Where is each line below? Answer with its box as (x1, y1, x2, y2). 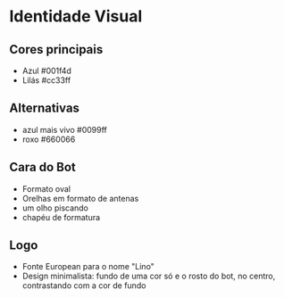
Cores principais (9, 42, 104, 57)
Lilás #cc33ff (21, 75, 71, 86)
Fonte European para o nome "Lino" (21, 261, 155, 272)
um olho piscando (21, 203, 89, 213)
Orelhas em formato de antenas (21, 193, 139, 203)
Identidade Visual (9, 6, 143, 27)
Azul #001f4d (21, 65, 71, 76)
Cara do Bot (9, 160, 76, 175)
